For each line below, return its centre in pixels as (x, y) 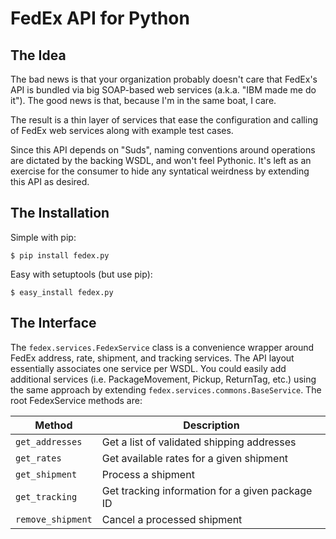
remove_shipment (54, 519)
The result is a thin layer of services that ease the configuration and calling (164, 120)
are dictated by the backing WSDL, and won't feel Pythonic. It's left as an (161, 160)
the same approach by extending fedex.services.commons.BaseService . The (166, 389)
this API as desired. (50, 181)
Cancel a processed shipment (172, 519)
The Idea (38, 55)
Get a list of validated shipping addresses (199, 442)
